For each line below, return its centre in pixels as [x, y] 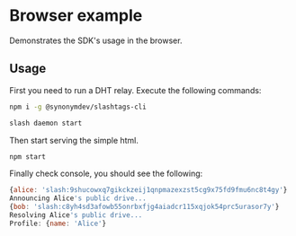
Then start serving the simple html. [74, 140]
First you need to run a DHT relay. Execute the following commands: [135, 90]
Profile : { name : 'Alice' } [58, 223]
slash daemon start [46, 123]
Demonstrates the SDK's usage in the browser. [96, 40]
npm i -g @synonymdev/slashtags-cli [78, 107]
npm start [28, 157]
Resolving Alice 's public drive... [76, 215]
